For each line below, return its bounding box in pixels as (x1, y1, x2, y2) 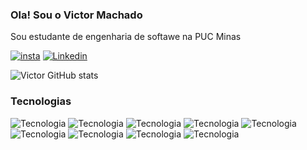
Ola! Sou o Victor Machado (10, 8, 143, 22)
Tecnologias (10, 94, 72, 108)
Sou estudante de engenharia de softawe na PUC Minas (10, 31, 242, 43)
